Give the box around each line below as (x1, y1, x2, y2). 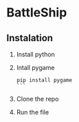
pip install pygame (16, 77, 73, 84)
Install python (16, 50, 56, 58)
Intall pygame (16, 64, 55, 71)
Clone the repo (16, 95, 59, 103)
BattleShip (6, 5, 67, 21)
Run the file (16, 108, 49, 116)
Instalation (6, 32, 53, 44)
